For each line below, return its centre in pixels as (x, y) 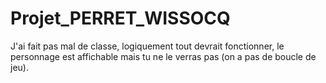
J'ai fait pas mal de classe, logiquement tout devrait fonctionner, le (147, 46)
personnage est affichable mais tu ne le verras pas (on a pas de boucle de (163, 56)
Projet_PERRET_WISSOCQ (120, 18)
